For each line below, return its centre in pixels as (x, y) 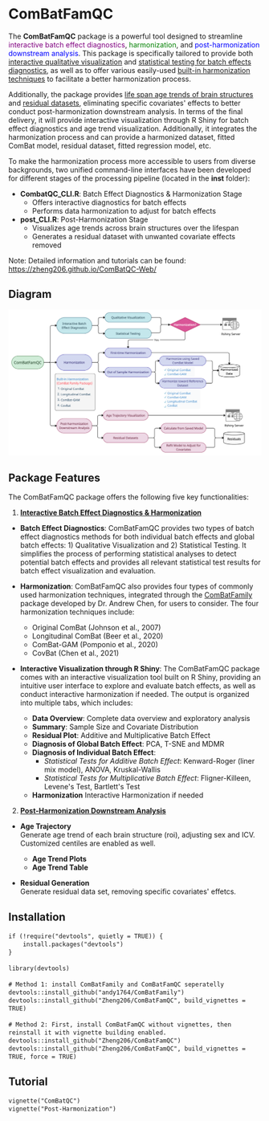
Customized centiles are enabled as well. (88, 843)
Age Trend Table (60, 867)
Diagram (30, 294)
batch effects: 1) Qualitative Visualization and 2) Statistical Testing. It (133, 545)
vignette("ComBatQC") (45, 1101)
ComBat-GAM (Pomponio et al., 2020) (95, 645)
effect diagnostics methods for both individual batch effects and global (137, 537)
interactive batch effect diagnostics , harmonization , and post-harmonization (134, 44)
